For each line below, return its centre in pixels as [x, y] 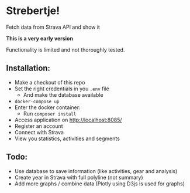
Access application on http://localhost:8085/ [68, 120]
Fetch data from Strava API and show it [53, 27]
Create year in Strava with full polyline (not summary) [79, 177]
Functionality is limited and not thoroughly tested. [65, 50]
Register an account [39, 126]
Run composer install [50, 113]
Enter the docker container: [47, 107]
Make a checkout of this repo [50, 82]
